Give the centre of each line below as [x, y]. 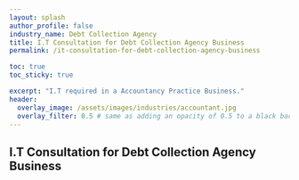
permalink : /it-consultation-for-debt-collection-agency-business [135, 51]
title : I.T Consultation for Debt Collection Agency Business [127, 42]
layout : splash [37, 17]
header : [24, 99]
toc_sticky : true [41, 75]
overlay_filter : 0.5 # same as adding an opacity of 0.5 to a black [147, 116]
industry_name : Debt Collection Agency [83, 34]
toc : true [28, 67]
